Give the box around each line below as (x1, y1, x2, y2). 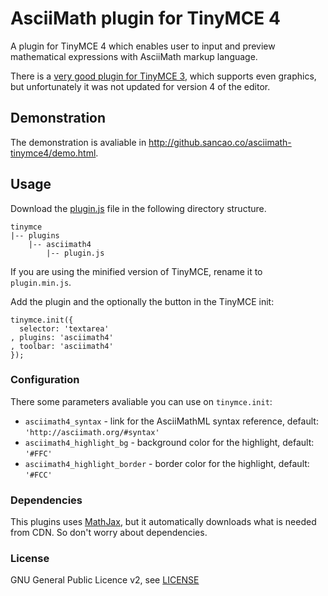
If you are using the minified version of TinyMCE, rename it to (10, 265, 263, 277)
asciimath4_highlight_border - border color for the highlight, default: (24, 457, 310, 469)
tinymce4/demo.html (10, 147, 97, 159)
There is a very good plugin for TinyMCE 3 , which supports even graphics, (10, 70, 317, 82)
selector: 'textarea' (19, 323, 110, 334)
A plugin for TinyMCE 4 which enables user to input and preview (10, 40, 276, 52)
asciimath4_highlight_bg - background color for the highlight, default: (24, 436, 315, 448)
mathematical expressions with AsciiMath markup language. (10, 50, 258, 62)
